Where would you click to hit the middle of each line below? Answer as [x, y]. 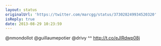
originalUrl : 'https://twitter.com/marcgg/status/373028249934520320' [81, 14]
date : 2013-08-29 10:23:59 [34, 24]
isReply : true [20, 19]
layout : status [21, 10]
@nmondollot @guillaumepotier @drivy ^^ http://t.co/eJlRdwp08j [73, 38]
